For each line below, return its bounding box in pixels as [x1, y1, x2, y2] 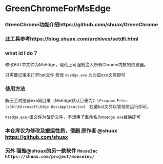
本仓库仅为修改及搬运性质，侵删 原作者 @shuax [5, 127, 118, 134]
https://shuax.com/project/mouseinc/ [5, 154, 95, 160]
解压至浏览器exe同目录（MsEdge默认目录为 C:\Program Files [5, 97, 128, 103]
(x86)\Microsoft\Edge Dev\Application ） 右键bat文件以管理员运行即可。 [5, 103, 151, 109]
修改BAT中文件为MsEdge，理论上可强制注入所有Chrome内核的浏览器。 [5, 62, 148, 68]
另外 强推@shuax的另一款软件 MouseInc [5, 147, 98, 154]
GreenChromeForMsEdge [5, 3, 111, 14]
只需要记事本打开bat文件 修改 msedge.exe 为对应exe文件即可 [5, 72, 125, 78]
